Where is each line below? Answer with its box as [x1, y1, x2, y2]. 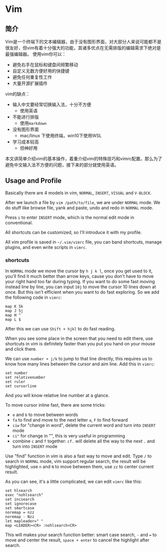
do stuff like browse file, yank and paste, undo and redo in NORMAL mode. [5, 205, 154, 211]
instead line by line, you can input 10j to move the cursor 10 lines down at [5, 284, 156, 290]
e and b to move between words [12, 412, 78, 418]
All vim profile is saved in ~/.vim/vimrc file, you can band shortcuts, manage [5, 239, 162, 245]
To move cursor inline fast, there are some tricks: [5, 402, 106, 408]
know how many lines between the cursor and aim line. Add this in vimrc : [5, 361, 155, 367]
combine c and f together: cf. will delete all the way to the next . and [12, 438, 155, 444]
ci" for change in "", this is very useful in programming [12, 433, 126, 439]
